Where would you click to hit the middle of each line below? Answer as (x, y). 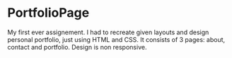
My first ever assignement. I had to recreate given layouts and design (108, 32)
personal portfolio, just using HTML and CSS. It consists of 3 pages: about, (116, 39)
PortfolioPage (48, 13)
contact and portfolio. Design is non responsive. (77, 47)
